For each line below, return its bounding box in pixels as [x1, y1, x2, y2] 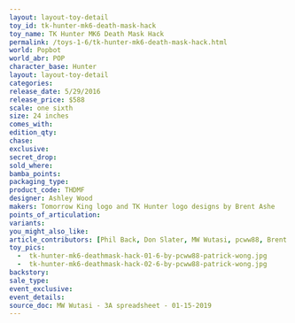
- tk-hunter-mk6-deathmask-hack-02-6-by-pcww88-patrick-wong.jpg [17, 260, 268, 269]
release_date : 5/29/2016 [9, 87, 101, 96]
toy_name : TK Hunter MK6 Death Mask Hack [9, 29, 165, 38]
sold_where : [9, 161, 53, 170]
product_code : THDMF [9, 186, 86, 195]
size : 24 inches [9, 112, 69, 120]
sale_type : [9, 276, 50, 285]
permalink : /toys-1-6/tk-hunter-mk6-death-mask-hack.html [9, 37, 228, 47]
